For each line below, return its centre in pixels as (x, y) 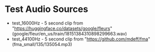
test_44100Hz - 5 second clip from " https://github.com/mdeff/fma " (81, 39)
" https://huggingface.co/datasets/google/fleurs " (62, 28)
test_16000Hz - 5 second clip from (47, 23)
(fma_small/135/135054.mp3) (42, 44)
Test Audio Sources (46, 9)
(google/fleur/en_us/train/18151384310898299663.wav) (69, 33)
